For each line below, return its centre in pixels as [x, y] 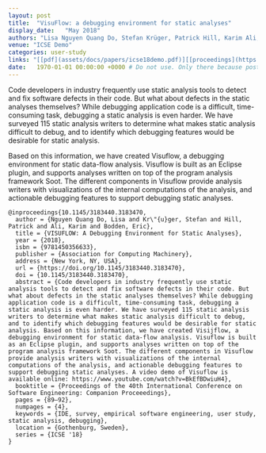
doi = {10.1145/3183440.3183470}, [72, 274]
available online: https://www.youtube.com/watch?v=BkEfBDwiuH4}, [120, 379]
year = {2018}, [40, 240]
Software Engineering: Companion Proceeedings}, [90, 393]
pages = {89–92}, [44, 400]
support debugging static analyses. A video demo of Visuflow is [118, 372]
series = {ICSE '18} [49, 434]
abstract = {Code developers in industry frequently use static [123, 282]
